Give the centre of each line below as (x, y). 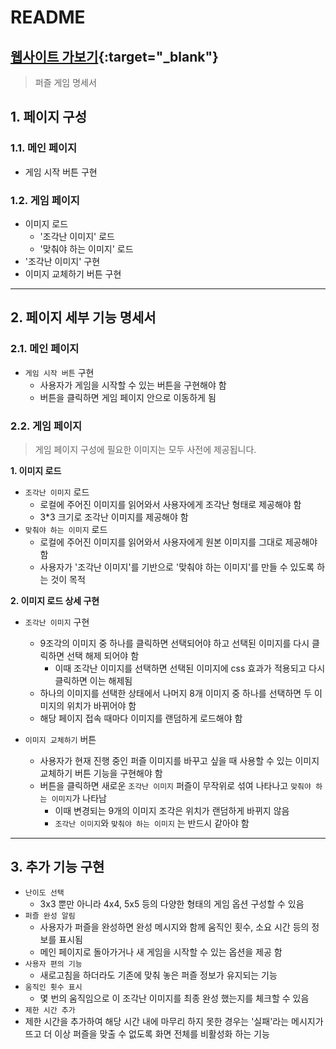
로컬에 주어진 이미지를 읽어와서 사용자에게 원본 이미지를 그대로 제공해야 (178, 542)
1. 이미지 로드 (36, 470)
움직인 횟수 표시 (53, 987)
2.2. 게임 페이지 (46, 426)
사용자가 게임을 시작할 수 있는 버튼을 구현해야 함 (133, 385)
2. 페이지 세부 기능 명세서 (83, 317)
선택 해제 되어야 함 (103, 655)
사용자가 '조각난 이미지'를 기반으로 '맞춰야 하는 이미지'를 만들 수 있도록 (177, 567)
